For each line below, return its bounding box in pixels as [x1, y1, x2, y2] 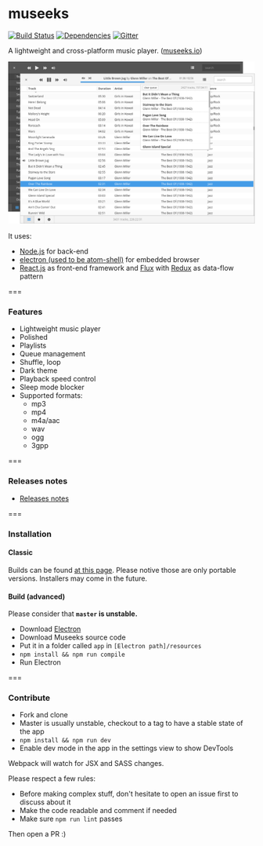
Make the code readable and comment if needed [19, 806, 178, 815]
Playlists [19, 341, 47, 350]
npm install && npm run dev [19, 737, 111, 745]
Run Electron [19, 658, 61, 667]
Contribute [8, 692, 51, 703]
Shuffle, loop [19, 358, 61, 367]
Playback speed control [19, 374, 96, 384]
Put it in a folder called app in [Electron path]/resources [19, 641, 202, 651]
